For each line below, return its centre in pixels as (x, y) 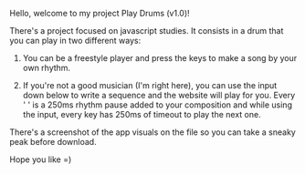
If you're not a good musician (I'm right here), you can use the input (150, 85)
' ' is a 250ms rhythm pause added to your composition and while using (157, 105)
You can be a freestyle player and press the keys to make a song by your (160, 58)
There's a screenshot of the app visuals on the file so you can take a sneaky (153, 132)
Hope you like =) (41, 159)
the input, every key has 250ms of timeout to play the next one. (142, 114)
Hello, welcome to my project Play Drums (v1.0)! (100, 13)
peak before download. (53, 142)
